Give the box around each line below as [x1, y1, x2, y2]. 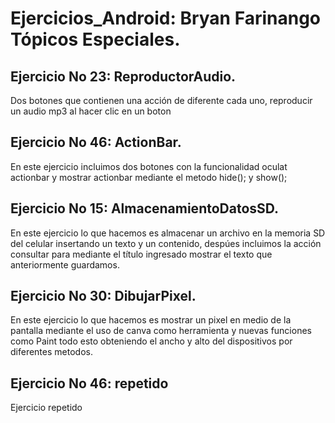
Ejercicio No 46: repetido [10, 375, 169, 392]
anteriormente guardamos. [10, 258, 120, 271]
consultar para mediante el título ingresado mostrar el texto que [10, 248, 273, 260]
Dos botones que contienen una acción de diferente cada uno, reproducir [10, 95, 313, 106]
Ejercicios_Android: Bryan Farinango [10, 7, 321, 30]
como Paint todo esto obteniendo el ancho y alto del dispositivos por [10, 335, 293, 347]
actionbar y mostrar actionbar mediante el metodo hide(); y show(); [10, 171, 288, 183]
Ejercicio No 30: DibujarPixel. [10, 288, 197, 305]
